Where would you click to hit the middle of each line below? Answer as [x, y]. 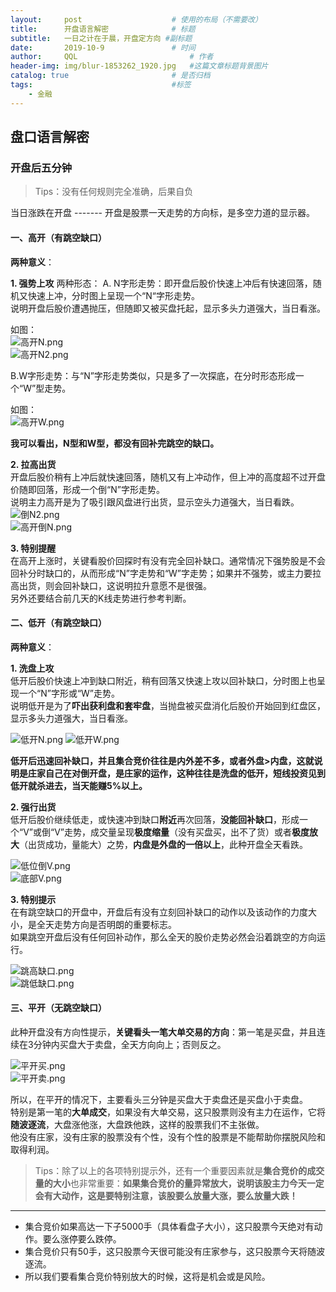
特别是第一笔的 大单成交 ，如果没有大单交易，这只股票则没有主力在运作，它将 [168, 1112]
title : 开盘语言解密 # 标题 [103, 29]
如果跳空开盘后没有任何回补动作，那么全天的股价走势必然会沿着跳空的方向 [163, 937]
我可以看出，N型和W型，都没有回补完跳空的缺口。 [115, 443]
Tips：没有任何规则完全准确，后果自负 [114, 192]
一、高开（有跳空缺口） [58, 237]
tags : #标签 [101, 85]
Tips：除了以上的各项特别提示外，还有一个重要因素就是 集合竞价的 [171, 1170]
